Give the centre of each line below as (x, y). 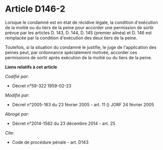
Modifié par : (18, 95)
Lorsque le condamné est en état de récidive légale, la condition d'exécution (81, 22)
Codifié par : (17, 76)
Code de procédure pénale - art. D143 (50, 142)
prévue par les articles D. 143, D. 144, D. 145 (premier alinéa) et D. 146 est (78, 33)
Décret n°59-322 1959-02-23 (42, 85)
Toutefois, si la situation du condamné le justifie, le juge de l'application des (81, 47)
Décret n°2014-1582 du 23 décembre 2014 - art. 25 (64, 123)
